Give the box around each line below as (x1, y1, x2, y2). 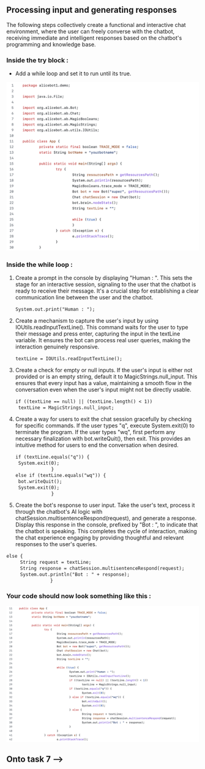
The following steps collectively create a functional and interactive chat (6, 21, 186, 28)
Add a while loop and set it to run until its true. (15, 70, 132, 77)
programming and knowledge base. (6, 40, 96, 48)
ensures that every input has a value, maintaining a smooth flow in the (15, 380, 192, 387)
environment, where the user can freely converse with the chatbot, (6, 28, 175, 35)
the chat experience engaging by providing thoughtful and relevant (15, 534, 184, 541)
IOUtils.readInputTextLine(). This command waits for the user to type (15, 324, 188, 331)
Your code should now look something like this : (6, 592, 152, 601)
